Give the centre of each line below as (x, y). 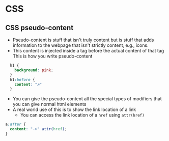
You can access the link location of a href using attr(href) (82, 115)
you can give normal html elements (49, 104)
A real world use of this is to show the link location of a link (74, 109)
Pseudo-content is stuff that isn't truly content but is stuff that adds (83, 40)
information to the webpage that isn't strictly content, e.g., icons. (80, 45)
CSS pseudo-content (39, 28)
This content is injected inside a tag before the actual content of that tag (88, 51)
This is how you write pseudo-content (52, 56)
